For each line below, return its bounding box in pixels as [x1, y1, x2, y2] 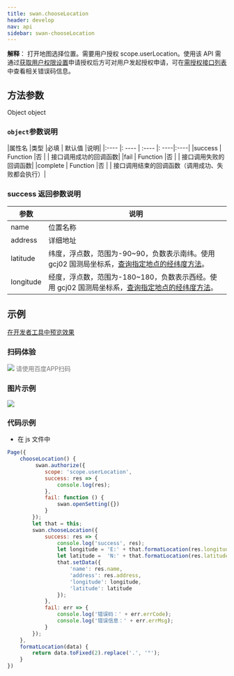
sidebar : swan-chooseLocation [7, 29, 95, 37]
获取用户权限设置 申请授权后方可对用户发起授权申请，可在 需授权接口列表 [19, 58, 227, 67]
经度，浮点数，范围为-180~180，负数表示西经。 [48, 272, 210, 282]
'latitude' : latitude [69, 585, 132, 592]
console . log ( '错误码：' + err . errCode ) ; [56, 611, 172, 618]
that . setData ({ [56, 559, 101, 566]
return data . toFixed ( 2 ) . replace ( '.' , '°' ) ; [32, 650, 160, 657]
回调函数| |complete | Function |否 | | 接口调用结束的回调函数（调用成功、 [7, 162, 217, 170]
